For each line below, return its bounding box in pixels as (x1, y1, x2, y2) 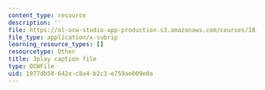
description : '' (8, 19, 62, 27)
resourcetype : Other (8, 48, 77, 56)
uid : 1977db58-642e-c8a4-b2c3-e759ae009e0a (8, 70, 154, 77)
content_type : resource (8, 11, 87, 20)
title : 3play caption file (8, 56, 97, 63)
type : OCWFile (8, 63, 55, 70)
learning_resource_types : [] (8, 41, 104, 49)
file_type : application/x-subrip (8, 33, 118, 41)
